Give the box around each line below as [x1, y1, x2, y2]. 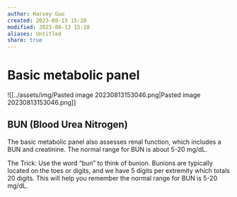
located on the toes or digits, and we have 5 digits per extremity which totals [7, 166, 230, 174]
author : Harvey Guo [7, 10, 65, 18]
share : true [7, 37, 42, 44]
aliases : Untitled [7, 30, 62, 38]
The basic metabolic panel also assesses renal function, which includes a [7, 137, 221, 146]
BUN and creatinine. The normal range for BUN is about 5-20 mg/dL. [7, 145, 207, 153]
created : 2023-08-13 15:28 [7, 17, 87, 24]
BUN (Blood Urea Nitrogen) [7, 118, 129, 131]
